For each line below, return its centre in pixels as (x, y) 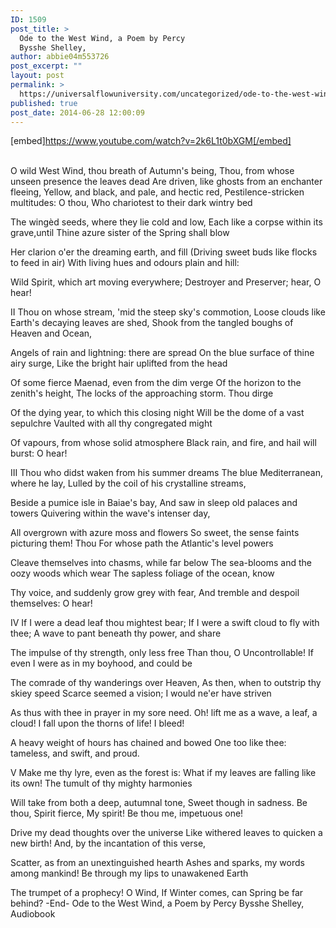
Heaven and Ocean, (51, 333)
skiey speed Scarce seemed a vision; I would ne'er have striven (141, 693)
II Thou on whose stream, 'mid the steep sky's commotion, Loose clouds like (168, 312)
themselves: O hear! (51, 603)
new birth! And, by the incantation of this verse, (108, 843)
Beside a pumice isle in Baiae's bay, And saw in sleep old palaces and (154, 503)
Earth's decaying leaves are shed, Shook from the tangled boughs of (152, 323)
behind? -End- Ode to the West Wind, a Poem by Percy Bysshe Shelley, (157, 903)
